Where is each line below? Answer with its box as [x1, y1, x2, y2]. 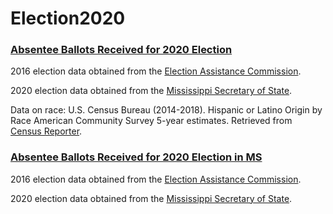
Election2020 [10, 7, 126, 30]
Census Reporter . [10, 125, 83, 137]
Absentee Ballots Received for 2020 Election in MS [10, 150, 263, 164]
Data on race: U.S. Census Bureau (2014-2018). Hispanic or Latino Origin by [10, 104, 323, 116]
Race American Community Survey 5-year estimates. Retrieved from [10, 115, 293, 127]
